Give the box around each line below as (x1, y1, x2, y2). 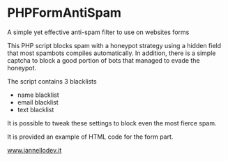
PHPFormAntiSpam (7, 5, 122, 21)
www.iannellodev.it (7, 146, 62, 154)
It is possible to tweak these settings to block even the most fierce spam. (7, 118, 217, 127)
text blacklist (17, 105, 54, 114)
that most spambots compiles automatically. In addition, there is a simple (7, 49, 216, 57)
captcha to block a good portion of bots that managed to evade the (7, 56, 200, 64)
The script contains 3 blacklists (7, 77, 97, 85)
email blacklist (17, 98, 59, 106)
